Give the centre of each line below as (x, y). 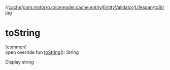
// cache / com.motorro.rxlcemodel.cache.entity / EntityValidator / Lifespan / (80, 7)
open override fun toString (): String (42, 52)
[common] (16, 47)
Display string (20, 62)
